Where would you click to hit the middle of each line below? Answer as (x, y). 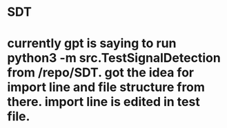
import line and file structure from (106, 87)
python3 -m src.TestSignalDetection (114, 58)
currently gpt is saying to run (92, 44)
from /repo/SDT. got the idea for (101, 73)
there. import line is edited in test (103, 102)
